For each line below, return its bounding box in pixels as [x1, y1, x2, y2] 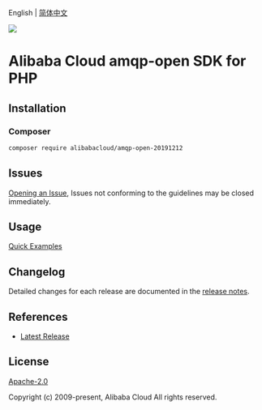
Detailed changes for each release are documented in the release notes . [8, 287, 250, 297]
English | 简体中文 [8, 8, 68, 17]
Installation [8, 101, 67, 115]
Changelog [8, 265, 66, 279]
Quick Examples [8, 241, 62, 251]
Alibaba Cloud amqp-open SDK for [8, 52, 247, 70]
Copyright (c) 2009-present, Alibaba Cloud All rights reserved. [8, 392, 217, 402]
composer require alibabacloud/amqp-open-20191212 [8, 143, 183, 152]
